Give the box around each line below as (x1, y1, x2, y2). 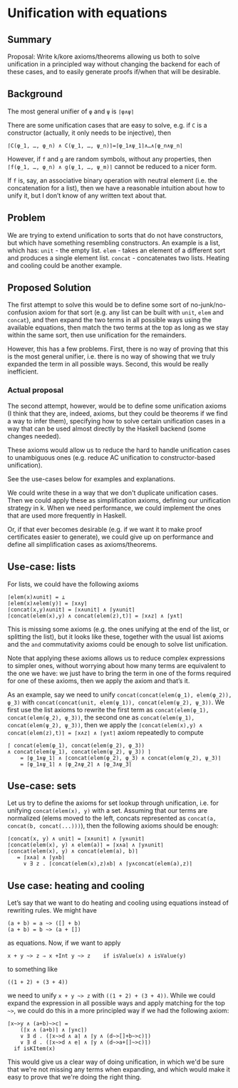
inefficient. (7, 367, 39, 376)
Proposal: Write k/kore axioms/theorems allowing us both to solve (7, 52, 201, 61)
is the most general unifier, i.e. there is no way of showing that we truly (7, 352, 215, 361)
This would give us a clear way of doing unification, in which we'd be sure (7, 1057, 224, 1067)
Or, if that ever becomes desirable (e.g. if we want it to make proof (7, 525, 202, 533)
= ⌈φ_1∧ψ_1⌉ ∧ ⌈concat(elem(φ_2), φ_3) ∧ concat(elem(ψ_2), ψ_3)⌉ (20, 754, 222, 761)
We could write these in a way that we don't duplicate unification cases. (7, 488, 219, 497)
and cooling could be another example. (7, 261, 123, 270)
